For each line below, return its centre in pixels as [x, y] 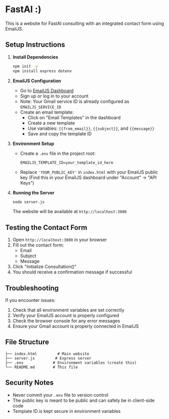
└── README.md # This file [42, 367]
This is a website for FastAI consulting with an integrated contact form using [85, 23]
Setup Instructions [35, 45]
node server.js [29, 202]
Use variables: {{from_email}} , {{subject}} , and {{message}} [91, 128]
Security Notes [30, 383]
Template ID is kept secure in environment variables [67, 411]
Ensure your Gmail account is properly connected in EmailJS [76, 326]
